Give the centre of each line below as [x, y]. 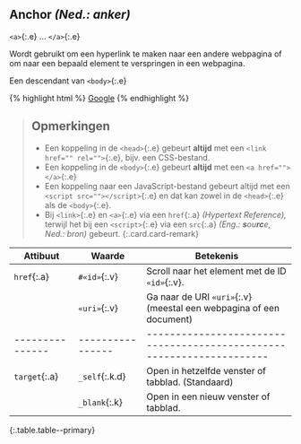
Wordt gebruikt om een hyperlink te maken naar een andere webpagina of [146, 54]
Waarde [108, 256]
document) [169, 319]
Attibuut [42, 256]
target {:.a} [36, 376]
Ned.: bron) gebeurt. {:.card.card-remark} [122, 233]
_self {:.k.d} [102, 376]
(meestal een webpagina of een [213, 308]
